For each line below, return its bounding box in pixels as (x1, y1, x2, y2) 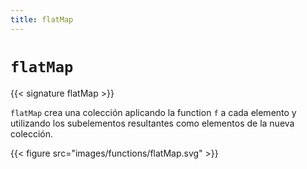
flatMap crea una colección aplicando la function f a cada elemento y (10, 106, 297, 118)
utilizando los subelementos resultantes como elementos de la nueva (10, 117, 295, 129)
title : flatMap (10, 14, 74, 25)
